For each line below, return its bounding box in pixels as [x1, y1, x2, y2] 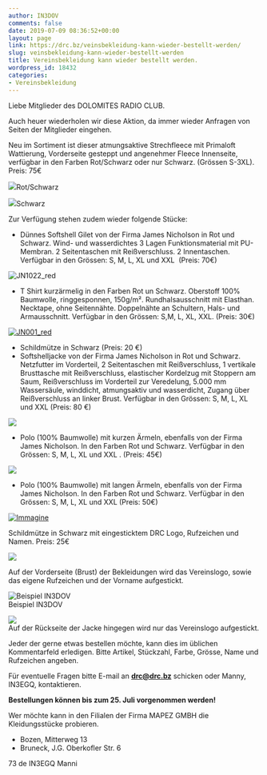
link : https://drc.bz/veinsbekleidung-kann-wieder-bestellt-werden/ [8, 42, 241, 50]
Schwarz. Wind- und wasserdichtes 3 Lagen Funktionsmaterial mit [19, 238, 239, 248]
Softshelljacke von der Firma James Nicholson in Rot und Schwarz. [19, 351, 241, 361]
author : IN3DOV [8, 11, 59, 20]
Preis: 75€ [8, 166, 42, 175]
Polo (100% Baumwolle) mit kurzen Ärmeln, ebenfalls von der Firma [19, 433, 242, 442]
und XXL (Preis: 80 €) [19, 401, 92, 412]
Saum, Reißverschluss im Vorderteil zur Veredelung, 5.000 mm [19, 377, 227, 386]
